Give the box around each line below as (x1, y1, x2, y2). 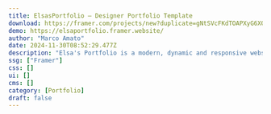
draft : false (8, 94, 52, 102)
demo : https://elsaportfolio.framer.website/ (8, 26, 164, 35)
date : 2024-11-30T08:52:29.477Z (8, 42, 117, 50)
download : (8, 19, 42, 27)
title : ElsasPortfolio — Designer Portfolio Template (8, 11, 194, 20)
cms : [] (8, 79, 35, 87)
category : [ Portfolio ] (8, 86, 85, 95)
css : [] (8, 64, 35, 72)
